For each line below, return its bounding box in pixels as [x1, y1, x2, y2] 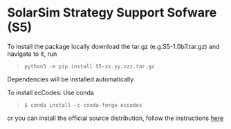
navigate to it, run [7, 50, 57, 58]
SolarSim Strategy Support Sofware [7, 5, 217, 21]
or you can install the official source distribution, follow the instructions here [7, 114, 224, 122]
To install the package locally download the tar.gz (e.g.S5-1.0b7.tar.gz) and [7, 42, 220, 50]
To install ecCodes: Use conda [7, 88, 95, 97]
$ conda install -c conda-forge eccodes [24, 101, 142, 108]
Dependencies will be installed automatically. [7, 75, 136, 83]
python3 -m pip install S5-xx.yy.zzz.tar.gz [24, 63, 155, 70]
